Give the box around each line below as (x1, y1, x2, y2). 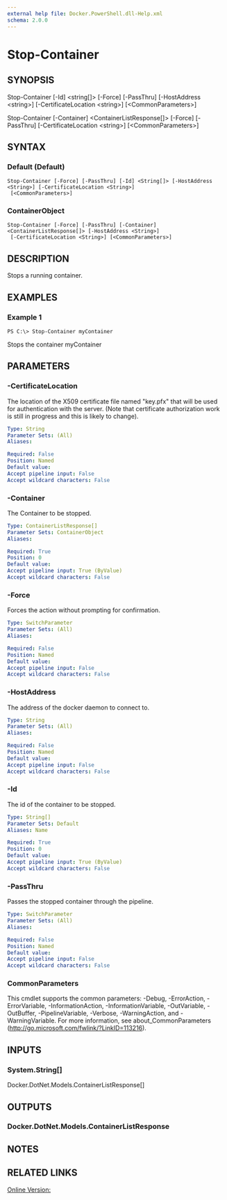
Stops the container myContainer (7, 340, 102, 349)
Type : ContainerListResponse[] (7, 522, 98, 529)
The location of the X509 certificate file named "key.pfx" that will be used (7, 397, 218, 406)
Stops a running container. (7, 271, 83, 280)
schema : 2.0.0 (7, 17, 49, 24)
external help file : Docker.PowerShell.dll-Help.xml (7, 10, 163, 17)
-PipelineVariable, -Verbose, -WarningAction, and (37, 1009, 179, 1018)
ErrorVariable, (7, 1002, 47, 1010)
